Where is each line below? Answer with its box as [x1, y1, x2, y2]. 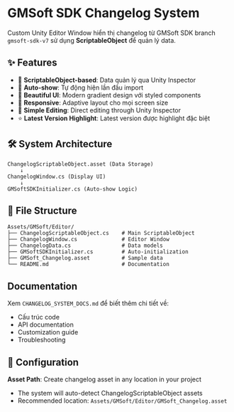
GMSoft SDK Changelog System [7, 5, 200, 21]
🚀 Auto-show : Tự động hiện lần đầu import [17, 83, 144, 92]
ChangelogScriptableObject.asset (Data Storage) [7, 160, 154, 168]
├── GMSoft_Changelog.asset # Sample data [7, 255, 163, 262]
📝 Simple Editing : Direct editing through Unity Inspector [17, 105, 181, 115]
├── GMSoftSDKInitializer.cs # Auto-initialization [7, 248, 189, 255]
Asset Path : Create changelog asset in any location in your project [7, 375, 202, 384]
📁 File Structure [7, 204, 77, 216]
